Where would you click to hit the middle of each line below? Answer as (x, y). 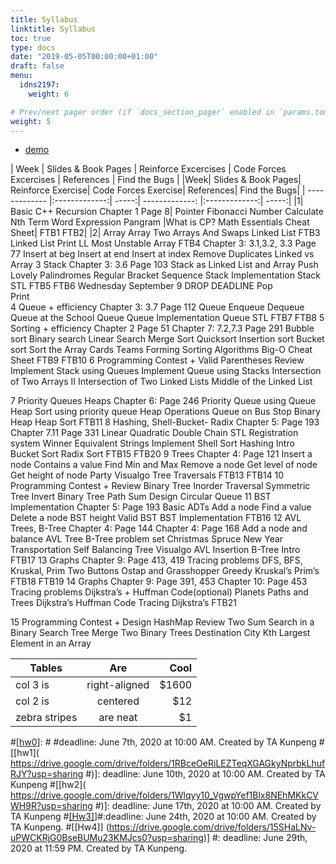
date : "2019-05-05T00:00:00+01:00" (84, 57)
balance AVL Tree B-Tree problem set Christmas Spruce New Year (147, 539)
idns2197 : (39, 85)
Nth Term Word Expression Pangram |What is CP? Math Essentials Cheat (160, 222)
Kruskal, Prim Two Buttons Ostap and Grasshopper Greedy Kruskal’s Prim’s (165, 571)
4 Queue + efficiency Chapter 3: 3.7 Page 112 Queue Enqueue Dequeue (157, 307)
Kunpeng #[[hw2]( (48, 785)
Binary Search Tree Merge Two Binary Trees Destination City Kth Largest (160, 633)
